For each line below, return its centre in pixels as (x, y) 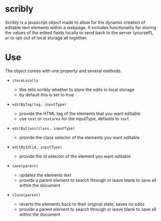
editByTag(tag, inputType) (39, 104)
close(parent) (26, 195)
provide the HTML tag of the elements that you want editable (80, 113)
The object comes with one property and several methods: (63, 71)
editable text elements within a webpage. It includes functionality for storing (80, 27)
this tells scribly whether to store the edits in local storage (77, 89)
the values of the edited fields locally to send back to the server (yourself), (79, 32)
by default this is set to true (46, 95)
